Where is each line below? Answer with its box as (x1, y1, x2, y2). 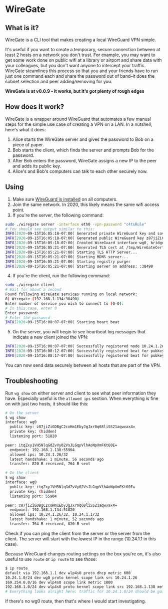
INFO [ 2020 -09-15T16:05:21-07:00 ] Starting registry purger (5, 259, 131, 264)
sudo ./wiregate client (5, 282, 55, 288)
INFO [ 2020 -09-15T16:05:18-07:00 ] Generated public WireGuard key (5, 236, 144, 241)
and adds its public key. (12, 163, 61, 169)
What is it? (5, 24, 39, 32)
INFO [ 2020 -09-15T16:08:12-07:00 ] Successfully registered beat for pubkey (5, 348, 164, 354)
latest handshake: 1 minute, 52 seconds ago (9, 517, 104, 522)
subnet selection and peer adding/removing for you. (5, 79, 112, 84)
